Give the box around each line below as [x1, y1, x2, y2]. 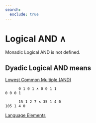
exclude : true [9, 12, 39, 17]
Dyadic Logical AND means [5, 64, 91, 72]
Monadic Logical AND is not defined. [5, 49, 81, 55]
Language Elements [5, 112, 46, 119]
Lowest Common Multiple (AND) [5, 77, 72, 83]
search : [5, 7, 21, 12]
